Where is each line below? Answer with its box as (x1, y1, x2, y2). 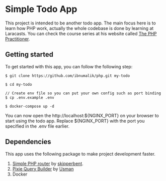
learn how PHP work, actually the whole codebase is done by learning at (5, 25, 154, 31)
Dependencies (5, 138, 51, 146)
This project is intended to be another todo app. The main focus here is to (5, 20, 156, 26)
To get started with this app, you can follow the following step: (5, 63, 133, 69)
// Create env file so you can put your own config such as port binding (5, 91, 162, 96)
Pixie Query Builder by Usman (12, 166, 74, 172)
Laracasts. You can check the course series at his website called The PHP (5, 30, 157, 36)
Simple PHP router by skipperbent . (12, 161, 83, 167)
